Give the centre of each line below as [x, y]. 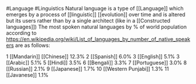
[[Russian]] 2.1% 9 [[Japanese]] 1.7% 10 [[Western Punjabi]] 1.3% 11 [87, 69]
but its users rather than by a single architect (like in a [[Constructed [88, 21]
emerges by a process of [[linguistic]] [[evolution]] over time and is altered [96, 14]
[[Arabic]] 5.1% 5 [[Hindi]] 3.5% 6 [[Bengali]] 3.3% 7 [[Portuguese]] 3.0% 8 [97, 63]
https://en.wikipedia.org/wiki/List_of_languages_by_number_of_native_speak [98, 39]
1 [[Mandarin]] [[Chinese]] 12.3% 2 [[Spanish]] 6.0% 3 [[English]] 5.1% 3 [93, 56]
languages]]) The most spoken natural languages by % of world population [97, 27]
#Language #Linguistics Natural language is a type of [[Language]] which [95, 8]
